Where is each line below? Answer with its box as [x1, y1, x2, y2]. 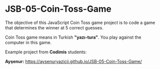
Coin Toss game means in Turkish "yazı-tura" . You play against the [5, 34, 141, 40]
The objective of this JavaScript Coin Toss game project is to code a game [5, 20, 156, 25]
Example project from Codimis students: [5, 49, 87, 55]
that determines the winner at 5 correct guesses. [5, 24, 104, 30]
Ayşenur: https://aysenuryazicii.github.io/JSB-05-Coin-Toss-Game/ [5, 58, 142, 64]
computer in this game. [5, 39, 52, 45]
